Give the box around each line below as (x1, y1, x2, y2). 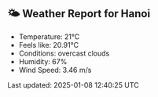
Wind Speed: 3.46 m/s (18, 65, 92, 74)
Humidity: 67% (18, 56, 68, 66)
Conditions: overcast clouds (18, 48, 110, 58)
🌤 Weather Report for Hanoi (7, 7, 151, 20)
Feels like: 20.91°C (18, 40, 79, 49)
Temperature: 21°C (18, 31, 80, 41)
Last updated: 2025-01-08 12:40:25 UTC (7, 80, 139, 89)
